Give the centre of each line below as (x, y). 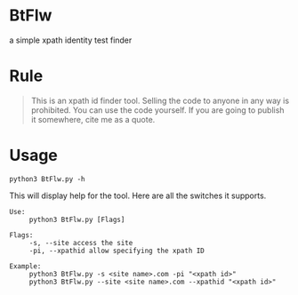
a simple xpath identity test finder (71, 40)
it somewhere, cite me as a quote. (93, 119)
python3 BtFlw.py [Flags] (77, 219)
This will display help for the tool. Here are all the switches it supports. (138, 195)
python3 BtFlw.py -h (48, 179)
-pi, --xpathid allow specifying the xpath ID (117, 251)
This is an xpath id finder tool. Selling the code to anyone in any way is (160, 100)
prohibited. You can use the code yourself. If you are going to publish (157, 110)
